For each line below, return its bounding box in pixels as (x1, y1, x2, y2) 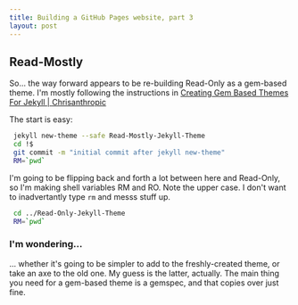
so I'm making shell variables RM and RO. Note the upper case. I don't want (9, 182, 287, 193)
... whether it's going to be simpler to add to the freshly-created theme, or (9, 258, 280, 268)
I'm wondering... (9, 238, 83, 251)
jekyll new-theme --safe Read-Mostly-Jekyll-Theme (12, 131, 205, 141)
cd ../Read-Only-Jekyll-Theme (12, 209, 126, 218)
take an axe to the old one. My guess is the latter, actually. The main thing (9, 268, 279, 278)
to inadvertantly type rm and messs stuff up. (9, 191, 171, 202)
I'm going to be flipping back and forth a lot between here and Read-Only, (9, 172, 281, 183)
